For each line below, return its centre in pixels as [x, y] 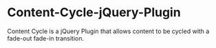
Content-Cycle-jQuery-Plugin [94, 13]
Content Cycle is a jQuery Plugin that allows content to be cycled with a [108, 31]
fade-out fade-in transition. [46, 38]
